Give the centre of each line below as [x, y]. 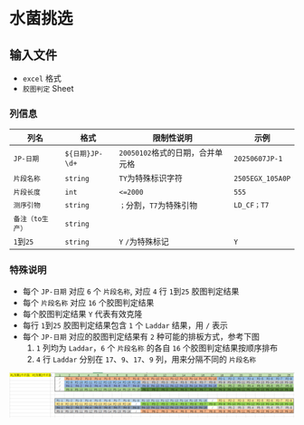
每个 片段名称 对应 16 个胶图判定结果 [88, 303]
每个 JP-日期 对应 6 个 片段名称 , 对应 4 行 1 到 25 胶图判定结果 [131, 292]
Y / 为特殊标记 [144, 242]
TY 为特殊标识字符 [151, 179]
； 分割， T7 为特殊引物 [158, 205]
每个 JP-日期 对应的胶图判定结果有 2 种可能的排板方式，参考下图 [141, 337]
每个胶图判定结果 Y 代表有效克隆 [82, 314]
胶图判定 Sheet [48, 88]
